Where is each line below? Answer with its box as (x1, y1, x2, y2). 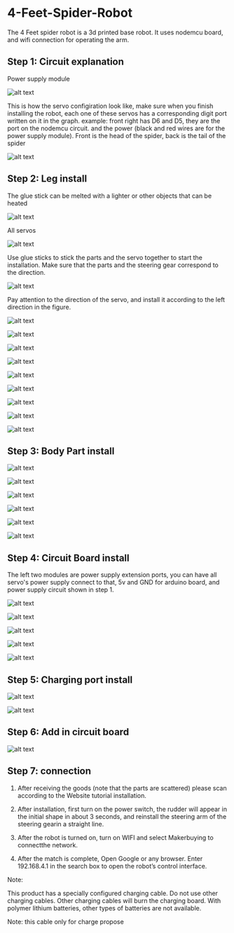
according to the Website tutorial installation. (17, 791, 147, 800)
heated (7, 198, 28, 207)
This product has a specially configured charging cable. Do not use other (7, 889, 219, 897)
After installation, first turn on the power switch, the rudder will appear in (17, 805, 228, 813)
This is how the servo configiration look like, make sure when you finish (7, 102, 214, 110)
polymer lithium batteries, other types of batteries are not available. (7, 904, 202, 912)
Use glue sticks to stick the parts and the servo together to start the (7, 253, 203, 261)
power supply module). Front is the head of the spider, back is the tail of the (7, 131, 226, 139)
